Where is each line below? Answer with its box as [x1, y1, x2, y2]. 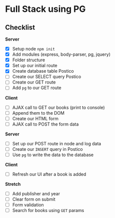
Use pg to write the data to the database [12, 152, 94, 158]
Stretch [5, 181, 21, 187]
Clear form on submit [12, 196, 56, 202]
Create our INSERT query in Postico [12, 146, 83, 152]
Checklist [5, 23, 36, 32]
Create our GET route [12, 79, 56, 85]
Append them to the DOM [12, 110, 65, 116]
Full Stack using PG [5, 3, 86, 15]
